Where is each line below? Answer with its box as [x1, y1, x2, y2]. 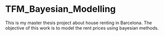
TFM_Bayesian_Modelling [5, 3, 116, 15]
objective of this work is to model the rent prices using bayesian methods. [5, 25, 159, 31]
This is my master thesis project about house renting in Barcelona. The [5, 20, 152, 26]
